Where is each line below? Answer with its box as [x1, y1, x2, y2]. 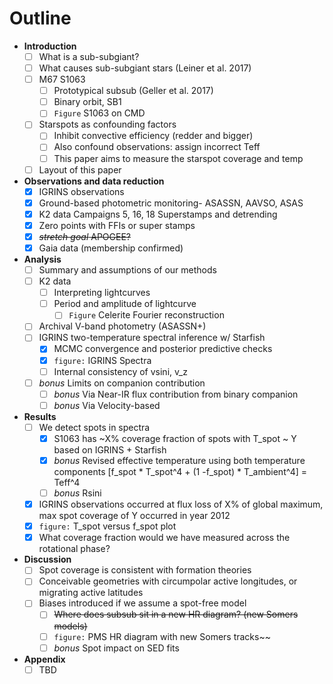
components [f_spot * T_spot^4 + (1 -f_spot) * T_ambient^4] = [53, 466, 308, 477]
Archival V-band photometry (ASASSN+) [38, 320, 207, 332]
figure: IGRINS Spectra [53, 354, 152, 366]
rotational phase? [38, 543, 111, 555]
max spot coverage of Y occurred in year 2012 [38, 510, 231, 522]
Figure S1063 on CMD [53, 107, 146, 119]
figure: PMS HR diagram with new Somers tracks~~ [53, 630, 271, 642]
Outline [9, 7, 72, 30]
